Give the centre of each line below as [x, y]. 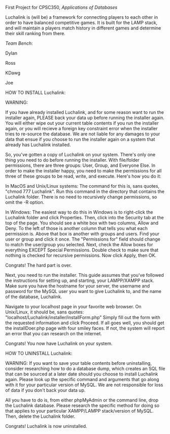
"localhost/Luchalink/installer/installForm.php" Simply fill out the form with [83, 317]
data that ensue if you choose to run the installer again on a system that [80, 139]
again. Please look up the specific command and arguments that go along [82, 379]
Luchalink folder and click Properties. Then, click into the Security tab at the [84, 218]
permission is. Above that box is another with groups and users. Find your [82, 234]
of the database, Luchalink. [34, 297]
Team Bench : [19, 43]
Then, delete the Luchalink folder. [40, 416]
